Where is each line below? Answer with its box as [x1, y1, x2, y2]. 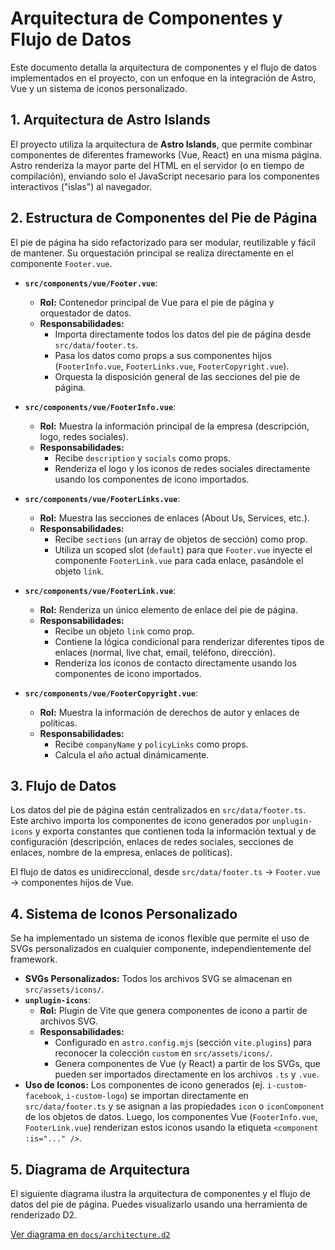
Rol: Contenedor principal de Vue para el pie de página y [39, 296, 275, 308]
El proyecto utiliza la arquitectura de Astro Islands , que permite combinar [10, 138, 313, 150]
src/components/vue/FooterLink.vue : [24, 584, 177, 596]
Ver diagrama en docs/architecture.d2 [10, 1228, 171, 1240]
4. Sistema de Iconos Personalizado [10, 905, 238, 922]
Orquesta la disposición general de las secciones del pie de [54, 370, 301, 382]
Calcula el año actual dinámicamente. [54, 748, 210, 761]
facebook [24, 1092, 62, 1102]
